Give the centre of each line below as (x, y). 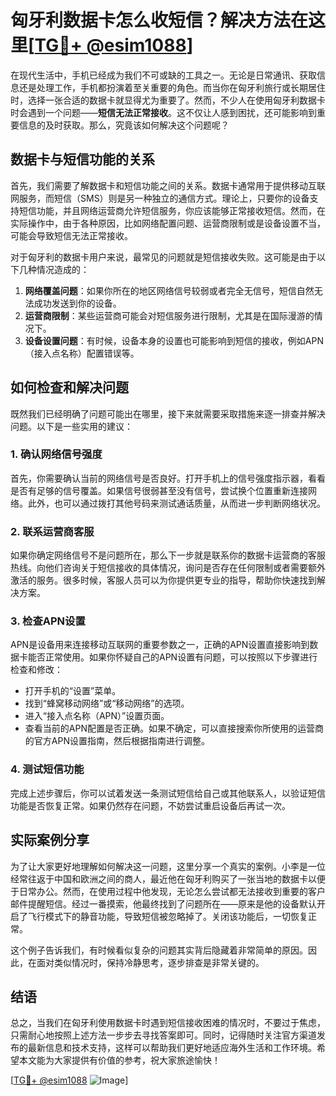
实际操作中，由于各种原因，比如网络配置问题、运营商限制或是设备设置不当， (168, 223)
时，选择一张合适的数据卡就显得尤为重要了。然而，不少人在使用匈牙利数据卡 (168, 100)
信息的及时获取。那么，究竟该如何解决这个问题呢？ (124, 125)
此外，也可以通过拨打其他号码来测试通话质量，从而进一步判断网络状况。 (176, 503)
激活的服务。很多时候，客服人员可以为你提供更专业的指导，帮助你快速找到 (163, 580)
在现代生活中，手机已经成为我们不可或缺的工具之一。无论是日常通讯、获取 (163, 75)
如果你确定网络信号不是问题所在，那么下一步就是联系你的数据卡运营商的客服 (168, 555)
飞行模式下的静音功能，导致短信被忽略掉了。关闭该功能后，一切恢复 (167, 916)
